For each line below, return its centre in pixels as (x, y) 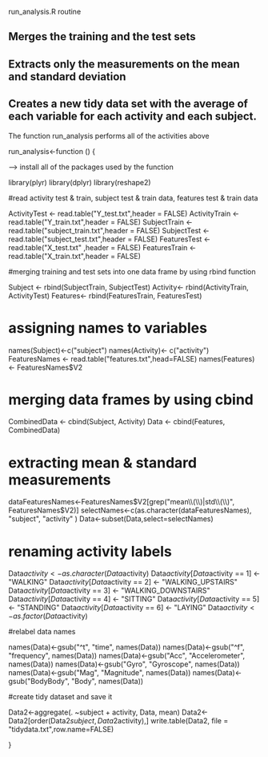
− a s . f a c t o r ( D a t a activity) (48, 616)
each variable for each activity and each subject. (133, 117)
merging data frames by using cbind (131, 399)
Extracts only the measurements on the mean (124, 64)
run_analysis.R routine (45, 12)
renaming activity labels (90, 551)
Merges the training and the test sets (102, 36)
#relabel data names (42, 632)
